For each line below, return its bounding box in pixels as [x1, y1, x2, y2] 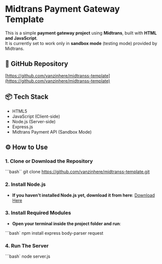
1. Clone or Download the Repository [5, 157, 93, 164]
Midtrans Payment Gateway [5, 3, 120, 15]
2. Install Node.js [5, 181, 46, 188]
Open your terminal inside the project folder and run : [12, 220, 121, 226]
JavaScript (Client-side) [12, 113, 60, 119]
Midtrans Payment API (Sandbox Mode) [12, 129, 92, 135]
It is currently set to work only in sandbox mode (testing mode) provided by [5, 40, 158, 46]
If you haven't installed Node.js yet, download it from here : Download [12, 192, 155, 198]
